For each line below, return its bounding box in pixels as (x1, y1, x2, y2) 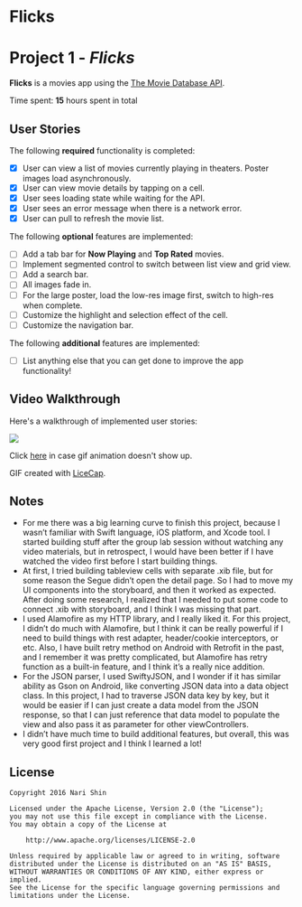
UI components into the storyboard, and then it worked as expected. (22, 584, 277, 595)
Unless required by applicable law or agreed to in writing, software (9, 852, 280, 861)
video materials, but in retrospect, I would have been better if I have (22, 547, 274, 557)
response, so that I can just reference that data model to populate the (22, 709, 280, 720)
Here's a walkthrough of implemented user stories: (9, 416, 198, 426)
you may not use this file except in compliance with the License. (9, 812, 269, 821)
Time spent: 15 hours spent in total (9, 95, 138, 106)
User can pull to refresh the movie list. (22, 213, 165, 224)
